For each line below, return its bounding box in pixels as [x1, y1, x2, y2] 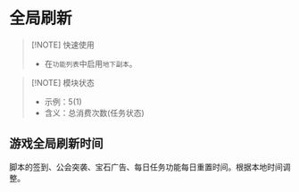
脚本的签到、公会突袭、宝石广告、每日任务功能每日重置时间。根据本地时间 [9, 162, 283, 172]
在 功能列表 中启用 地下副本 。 [44, 58, 137, 69]
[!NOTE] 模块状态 [30, 77, 96, 88]
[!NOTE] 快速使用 [30, 39, 96, 50]
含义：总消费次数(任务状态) [44, 107, 145, 118]
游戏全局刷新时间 [9, 136, 104, 152]
